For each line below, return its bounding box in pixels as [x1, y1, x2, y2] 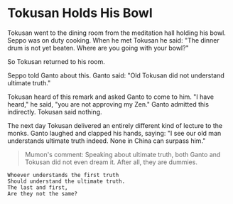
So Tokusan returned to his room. [7, 57, 105, 65]
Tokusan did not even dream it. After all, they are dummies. [24, 158, 197, 166]
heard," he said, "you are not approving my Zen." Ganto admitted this [7, 100, 210, 108]
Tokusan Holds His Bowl [7, 5, 153, 21]
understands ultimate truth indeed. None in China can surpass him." [7, 136, 206, 145]
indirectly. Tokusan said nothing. [7, 107, 102, 116]
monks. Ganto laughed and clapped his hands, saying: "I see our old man [7, 129, 222, 137]
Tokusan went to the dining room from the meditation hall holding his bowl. [7, 28, 226, 37]
